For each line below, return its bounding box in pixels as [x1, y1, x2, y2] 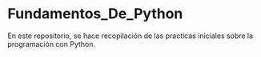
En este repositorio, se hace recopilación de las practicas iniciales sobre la [7, 31, 254, 40]
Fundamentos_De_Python [7, 5, 183, 23]
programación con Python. [7, 39, 96, 48]
